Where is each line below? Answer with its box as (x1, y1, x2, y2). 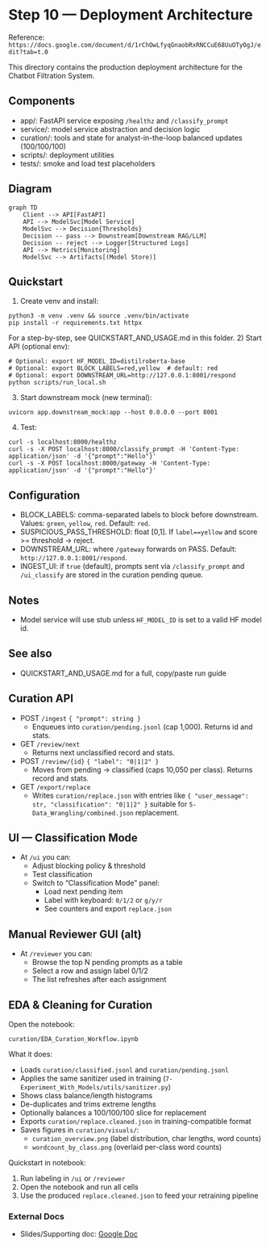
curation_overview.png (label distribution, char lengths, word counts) (31, 1134, 262, 1144)
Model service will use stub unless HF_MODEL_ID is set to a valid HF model (19, 615, 262, 624)
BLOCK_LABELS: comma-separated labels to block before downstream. (19, 510, 259, 520)
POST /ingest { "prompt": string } (19, 713, 141, 723)
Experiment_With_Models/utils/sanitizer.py (19, 1084, 169, 1092)
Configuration (8, 488, 81, 502)
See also (8, 647, 52, 660)
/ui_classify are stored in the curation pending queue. (19, 570, 204, 579)
